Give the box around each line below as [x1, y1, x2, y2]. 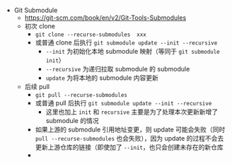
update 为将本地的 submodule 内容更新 [45, 74, 159, 82]
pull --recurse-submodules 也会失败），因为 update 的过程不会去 [35, 134, 224, 142]
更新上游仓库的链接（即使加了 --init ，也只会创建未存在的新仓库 [35, 143, 224, 151]
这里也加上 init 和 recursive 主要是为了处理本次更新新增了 [45, 107, 219, 116]
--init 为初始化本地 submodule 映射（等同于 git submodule [45, 47, 221, 55]
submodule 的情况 [45, 117, 99, 124]
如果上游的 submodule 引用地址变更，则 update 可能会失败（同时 [35, 125, 226, 134]
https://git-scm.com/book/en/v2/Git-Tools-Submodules [24, 13, 187, 22]
